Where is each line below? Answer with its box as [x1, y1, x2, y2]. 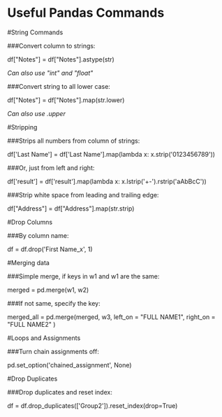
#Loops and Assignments [7, 334, 81, 342]
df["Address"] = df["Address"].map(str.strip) [7, 204, 135, 213]
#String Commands [7, 28, 64, 36]
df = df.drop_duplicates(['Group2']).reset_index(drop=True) [7, 401, 178, 410]
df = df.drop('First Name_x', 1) [7, 245, 93, 253]
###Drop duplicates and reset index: [7, 388, 113, 396]
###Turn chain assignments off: [7, 347, 99, 355]
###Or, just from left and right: [7, 163, 95, 172]
